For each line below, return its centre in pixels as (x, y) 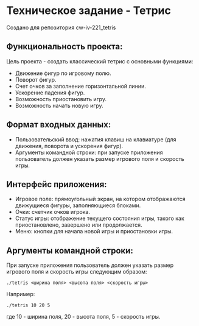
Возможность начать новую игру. (59, 105)
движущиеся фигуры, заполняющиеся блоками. (78, 205)
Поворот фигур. (36, 79)
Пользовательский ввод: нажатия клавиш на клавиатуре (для (96, 139)
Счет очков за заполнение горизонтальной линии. (80, 86)
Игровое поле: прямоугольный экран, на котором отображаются (100, 199)
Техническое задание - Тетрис (89, 11)
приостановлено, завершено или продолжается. (79, 225)
